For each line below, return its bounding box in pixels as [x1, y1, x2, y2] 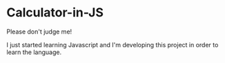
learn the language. [6, 48, 62, 56]
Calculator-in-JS [6, 5, 104, 21]
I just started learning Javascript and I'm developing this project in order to [6, 40, 219, 49]
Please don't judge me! [6, 27, 72, 36]
